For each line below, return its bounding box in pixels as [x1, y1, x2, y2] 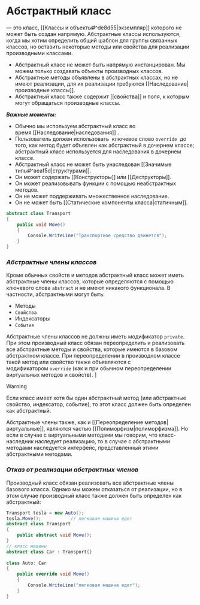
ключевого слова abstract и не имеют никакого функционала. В [6, 285, 171, 292]
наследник [6, 438, 34, 445]
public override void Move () [17, 571, 90, 577]
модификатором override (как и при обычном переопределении [6, 365, 172, 372]
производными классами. [6, 49, 73, 56]
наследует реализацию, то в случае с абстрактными [35, 438, 171, 445]
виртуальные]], [6, 425, 46, 432]
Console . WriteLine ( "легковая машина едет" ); [28, 582, 141, 588]
